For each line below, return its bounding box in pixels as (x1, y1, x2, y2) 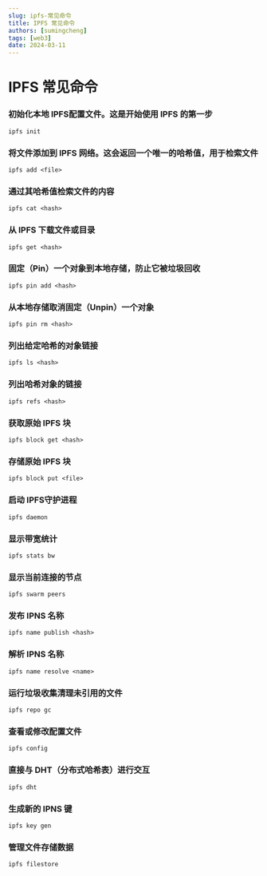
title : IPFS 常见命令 (8, 19, 76, 27)
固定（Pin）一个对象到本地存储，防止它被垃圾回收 (8, 263, 201, 274)
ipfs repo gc (8, 706, 52, 715)
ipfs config (8, 744, 48, 753)
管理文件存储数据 (8, 842, 74, 853)
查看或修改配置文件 (8, 726, 82, 737)
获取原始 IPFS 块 (8, 417, 72, 428)
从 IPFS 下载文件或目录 (8, 224, 96, 236)
